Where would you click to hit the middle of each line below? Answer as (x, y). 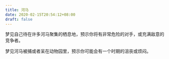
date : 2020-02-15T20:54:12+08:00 (40, 15)
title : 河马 (17, 10)
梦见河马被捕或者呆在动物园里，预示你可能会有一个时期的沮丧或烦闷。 (78, 51)
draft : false (19, 19)
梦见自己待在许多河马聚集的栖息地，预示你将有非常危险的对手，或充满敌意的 (85, 34)
